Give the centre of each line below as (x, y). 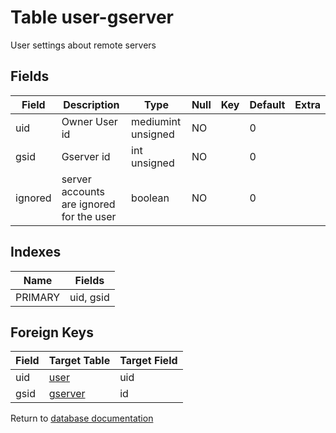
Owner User (89, 121)
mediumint (156, 121)
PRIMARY (38, 297)
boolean (150, 198)
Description (91, 104)
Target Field (148, 361)
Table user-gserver (92, 17)
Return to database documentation (82, 418)
